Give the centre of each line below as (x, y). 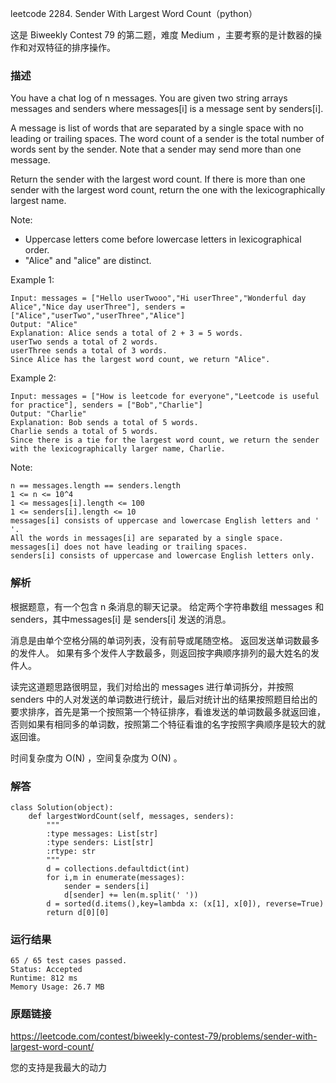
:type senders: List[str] (100, 842)
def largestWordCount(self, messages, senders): (131, 816)
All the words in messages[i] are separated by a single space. (147, 538)
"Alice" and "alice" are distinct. (88, 261)
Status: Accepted (46, 970)
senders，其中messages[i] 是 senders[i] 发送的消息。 (121, 619)
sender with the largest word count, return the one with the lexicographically (168, 190)
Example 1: (32, 280)
